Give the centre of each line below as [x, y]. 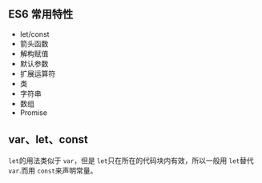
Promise [34, 112]
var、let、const [48, 139]
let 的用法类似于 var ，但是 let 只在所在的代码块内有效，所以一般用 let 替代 [131, 160]
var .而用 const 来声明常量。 [53, 170]
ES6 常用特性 [41, 14]
